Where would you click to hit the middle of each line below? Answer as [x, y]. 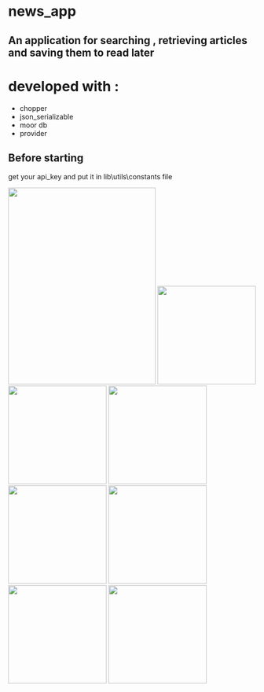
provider [33, 133]
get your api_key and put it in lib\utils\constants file [90, 177]
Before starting [46, 158]
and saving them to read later [81, 52]
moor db [33, 125]
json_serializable [46, 116]
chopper [33, 108]
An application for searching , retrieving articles [128, 40]
